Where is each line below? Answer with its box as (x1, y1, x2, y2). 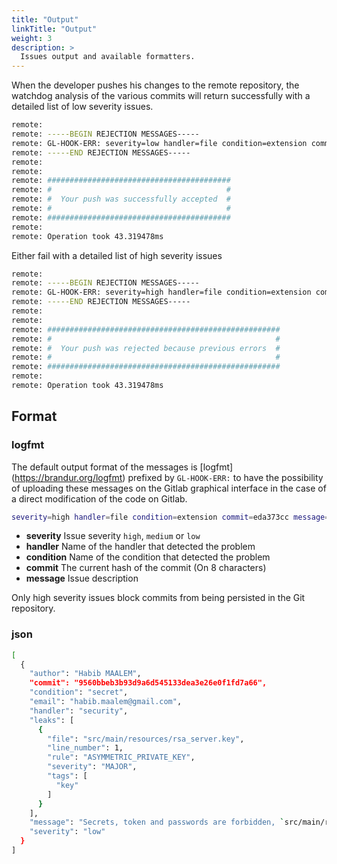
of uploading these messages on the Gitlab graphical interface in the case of (11, 482, 327, 494)
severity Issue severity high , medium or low (25, 530, 201, 542)
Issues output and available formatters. (20, 52, 196, 62)
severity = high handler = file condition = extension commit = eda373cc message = (11, 512, 330, 522)
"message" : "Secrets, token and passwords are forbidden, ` (29, 817, 285, 828)
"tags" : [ (47, 771, 88, 781)
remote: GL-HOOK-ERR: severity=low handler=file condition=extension (11, 138, 308, 148)
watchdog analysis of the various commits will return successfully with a (11, 90, 311, 102)
